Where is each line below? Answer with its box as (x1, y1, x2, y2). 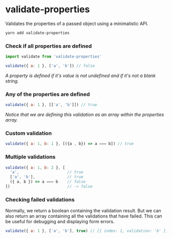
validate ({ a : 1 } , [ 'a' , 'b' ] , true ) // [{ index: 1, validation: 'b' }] (5, 228, 168, 233)
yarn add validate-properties (5, 30, 70, 35)
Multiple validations (5, 153, 56, 160)
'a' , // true (10, 170, 83, 175)
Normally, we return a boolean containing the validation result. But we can (5, 208, 161, 214)
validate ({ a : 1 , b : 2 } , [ (5, 165, 66, 170)
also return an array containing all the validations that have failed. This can (5, 213, 162, 219)
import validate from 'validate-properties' (5, 54, 102, 59)
